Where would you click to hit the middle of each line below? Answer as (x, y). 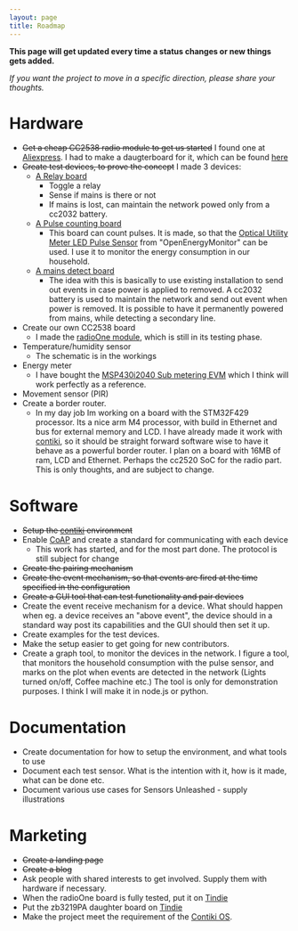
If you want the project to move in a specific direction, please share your (142, 78)
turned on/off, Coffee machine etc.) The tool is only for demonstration (150, 682)
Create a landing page (63, 860)
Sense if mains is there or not (102, 195)
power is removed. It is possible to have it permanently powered (166, 309)
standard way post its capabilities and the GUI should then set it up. (146, 625)
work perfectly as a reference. (91, 385)
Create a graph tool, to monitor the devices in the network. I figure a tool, (156, 653)
